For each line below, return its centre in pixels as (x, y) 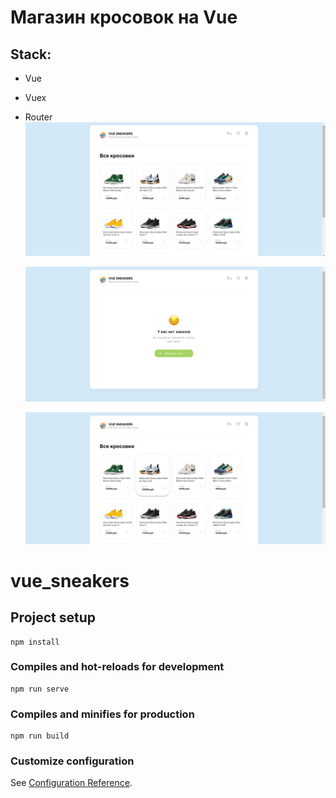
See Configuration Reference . (71, 783)
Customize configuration (72, 761)
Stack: (31, 54)
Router (38, 117)
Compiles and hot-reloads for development (117, 667)
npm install (35, 642)
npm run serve (40, 689)
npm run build (40, 736)
